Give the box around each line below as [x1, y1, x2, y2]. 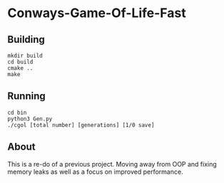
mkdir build [7, 52, 43, 59]
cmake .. [7, 65, 34, 72]
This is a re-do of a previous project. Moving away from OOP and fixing [7, 160, 218, 168]
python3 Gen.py [7, 115, 53, 122]
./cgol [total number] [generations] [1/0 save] [7, 121, 155, 129]
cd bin [7, 109, 27, 116]
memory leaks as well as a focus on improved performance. [7, 167, 183, 176]
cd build [7, 58, 34, 66]
